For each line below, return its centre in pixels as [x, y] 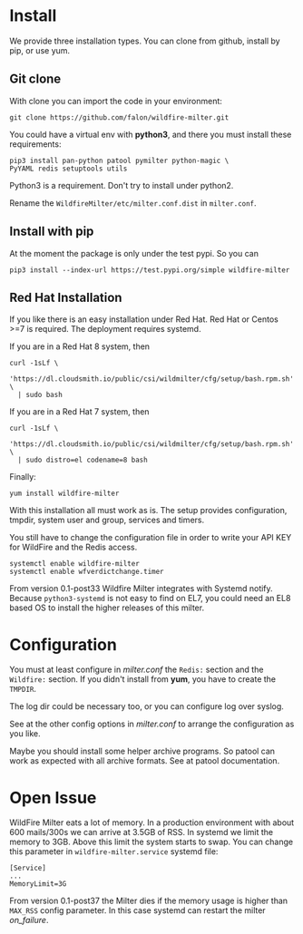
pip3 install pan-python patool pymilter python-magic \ [119, 161]
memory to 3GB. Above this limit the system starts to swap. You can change [151, 842]
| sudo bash [40, 395]
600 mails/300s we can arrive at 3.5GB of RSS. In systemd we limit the [142, 832]
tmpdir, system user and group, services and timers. [107, 520]
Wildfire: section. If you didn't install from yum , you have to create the [143, 679]
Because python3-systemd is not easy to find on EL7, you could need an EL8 [150, 598]
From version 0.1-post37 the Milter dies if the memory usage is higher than [149, 901]
